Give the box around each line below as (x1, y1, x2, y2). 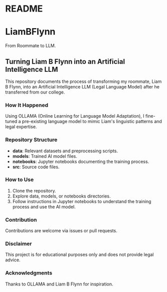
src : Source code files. (12, 164, 60, 170)
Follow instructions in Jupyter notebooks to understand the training (12, 198, 151, 204)
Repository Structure (5, 136, 58, 143)
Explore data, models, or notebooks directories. (12, 193, 111, 199)
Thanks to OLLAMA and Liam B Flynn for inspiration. (5, 281, 114, 287)
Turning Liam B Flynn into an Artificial (5, 57, 125, 66)
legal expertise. (5, 124, 37, 130)
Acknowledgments (5, 269, 53, 276)
